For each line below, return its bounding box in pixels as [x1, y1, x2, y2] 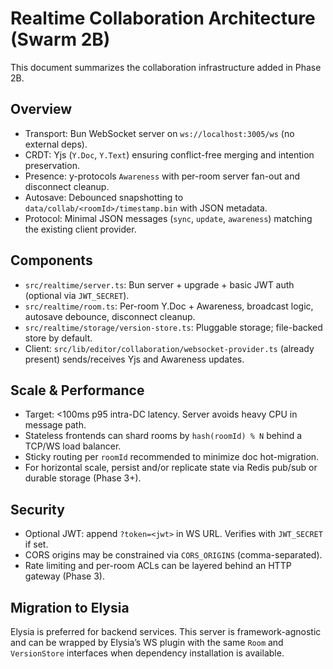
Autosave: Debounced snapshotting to [24, 191, 184, 203]
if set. [24, 538, 49, 551]
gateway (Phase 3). [24, 570, 105, 582]
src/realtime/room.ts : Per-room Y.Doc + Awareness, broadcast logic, [24, 300, 314, 312]
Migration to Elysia [10, 599, 130, 616]
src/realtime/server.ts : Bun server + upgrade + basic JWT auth [24, 278, 295, 291]
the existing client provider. [24, 223, 137, 235]
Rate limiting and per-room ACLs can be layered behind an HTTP [24, 560, 292, 572]
